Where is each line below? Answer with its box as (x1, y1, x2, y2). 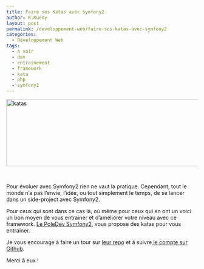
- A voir (12, 49, 34, 55)
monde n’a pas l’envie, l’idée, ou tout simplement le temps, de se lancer (6, 189, 185, 196)
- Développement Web (12, 37, 64, 43)
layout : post (6, 20, 39, 26)
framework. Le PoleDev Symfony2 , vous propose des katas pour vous (6, 220, 182, 228)
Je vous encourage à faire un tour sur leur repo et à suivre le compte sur (6, 239, 188, 246)
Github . (6, 245, 25, 252)
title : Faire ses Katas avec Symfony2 (6, 9, 104, 15)
